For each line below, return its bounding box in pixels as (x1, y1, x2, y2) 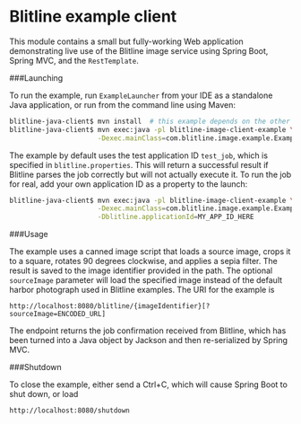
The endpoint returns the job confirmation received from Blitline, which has (9, 325, 287, 336)
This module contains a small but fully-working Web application (9, 36, 244, 47)
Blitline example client (9, 6, 177, 27)
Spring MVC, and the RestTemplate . (9, 55, 139, 66)
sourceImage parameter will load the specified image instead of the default (9, 275, 283, 286)
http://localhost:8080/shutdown (9, 406, 130, 415)
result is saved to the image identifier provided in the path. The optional (9, 265, 273, 276)
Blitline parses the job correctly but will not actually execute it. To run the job (9, 169, 292, 180)
